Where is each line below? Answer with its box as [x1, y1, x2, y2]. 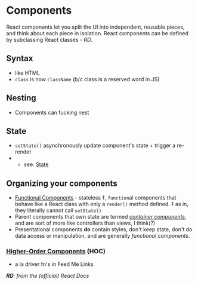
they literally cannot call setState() [14, 207, 102, 214]
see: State [23, 161, 49, 168]
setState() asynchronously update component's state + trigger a [14, 142, 176, 149]
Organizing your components [6, 178, 117, 188]
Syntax [6, 53, 33, 63]
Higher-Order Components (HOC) [6, 247, 106, 256]
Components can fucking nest [14, 109, 89, 116]
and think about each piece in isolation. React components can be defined [6, 29, 189, 36]
